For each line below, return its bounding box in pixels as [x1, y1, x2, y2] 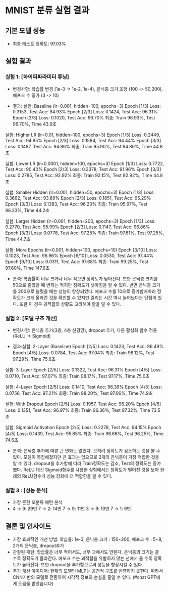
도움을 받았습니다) [18, 580, 54, 587]
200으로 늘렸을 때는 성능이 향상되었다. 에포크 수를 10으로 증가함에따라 [18, 288, 156, 294]
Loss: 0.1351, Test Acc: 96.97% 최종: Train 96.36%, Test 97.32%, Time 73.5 [5, 407, 160, 413]
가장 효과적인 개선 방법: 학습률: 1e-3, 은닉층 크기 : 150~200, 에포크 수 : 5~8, [12, 536, 163, 542]
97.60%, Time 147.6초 [5, 265, 50, 271]
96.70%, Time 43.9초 [12, 121, 57, 127]
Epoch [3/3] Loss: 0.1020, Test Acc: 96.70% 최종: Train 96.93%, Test [12, 114, 155, 120]
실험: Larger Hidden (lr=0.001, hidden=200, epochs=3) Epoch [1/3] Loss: [5, 218, 156, 224]
